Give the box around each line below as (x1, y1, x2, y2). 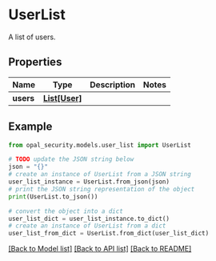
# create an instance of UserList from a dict (8, 222, 166, 230)
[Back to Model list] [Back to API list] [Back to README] (8, 244, 192, 254)
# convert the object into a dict (8, 207, 124, 215)
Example (8, 120, 53, 134)
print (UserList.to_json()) (8, 192, 98, 201)
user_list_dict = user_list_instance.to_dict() (8, 215, 170, 223)
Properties (8, 55, 62, 69)
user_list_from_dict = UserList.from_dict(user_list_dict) (8, 230, 210, 238)
